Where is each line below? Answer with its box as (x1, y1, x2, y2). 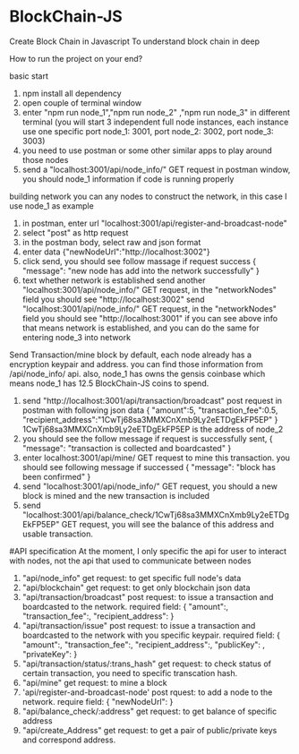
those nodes (21, 154, 69, 165)
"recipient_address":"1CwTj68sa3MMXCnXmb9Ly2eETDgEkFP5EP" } (21, 414, 278, 424)
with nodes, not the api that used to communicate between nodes (9, 555, 252, 566)
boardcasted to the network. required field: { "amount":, (21, 601, 229, 612)
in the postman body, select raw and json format (21, 236, 201, 247)
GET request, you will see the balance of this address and (61, 518, 275, 529)
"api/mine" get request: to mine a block (21, 677, 167, 688)
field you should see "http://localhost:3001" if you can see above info (21, 313, 278, 323)
